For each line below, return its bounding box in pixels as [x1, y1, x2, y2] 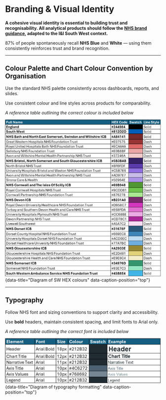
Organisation [5, 72, 46, 80]
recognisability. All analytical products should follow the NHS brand [5, 25, 147, 31]
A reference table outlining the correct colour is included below [5, 110, 134, 115]
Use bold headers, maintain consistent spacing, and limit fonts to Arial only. [5, 319, 159, 325]
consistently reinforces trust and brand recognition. [5, 45, 110, 51]
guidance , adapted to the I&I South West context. [5, 30, 108, 36]
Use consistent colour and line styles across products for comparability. [5, 100, 152, 106]
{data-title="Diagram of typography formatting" [5, 384, 102, 390]
